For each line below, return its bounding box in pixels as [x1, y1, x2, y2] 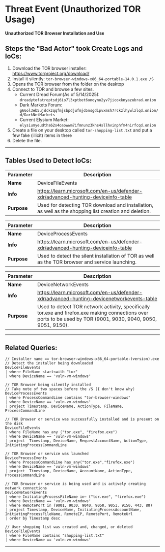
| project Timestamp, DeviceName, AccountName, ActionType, [5, 469, 133, 474]
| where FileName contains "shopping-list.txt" [5, 533, 105, 538]
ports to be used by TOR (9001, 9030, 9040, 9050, [37, 315, 157, 322]
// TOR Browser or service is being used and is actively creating [5, 482, 146, 487]
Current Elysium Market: [19, 117, 69, 123]
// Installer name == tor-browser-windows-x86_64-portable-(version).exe [5, 357, 160, 361]
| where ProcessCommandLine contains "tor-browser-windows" [5, 395, 131, 400]
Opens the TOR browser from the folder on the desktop [12, 81, 124, 87]
